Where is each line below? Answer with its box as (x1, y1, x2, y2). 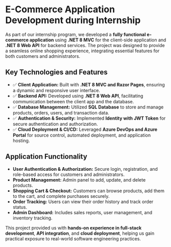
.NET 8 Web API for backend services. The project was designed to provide (5, 42, 165, 48)
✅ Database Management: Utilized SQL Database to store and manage (12, 104, 164, 110)
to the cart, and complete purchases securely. (12, 193, 110, 199)
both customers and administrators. (5, 53, 81, 59)
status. (12, 204, 27, 210)
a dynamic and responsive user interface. (12, 87, 101, 93)
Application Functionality (5, 152, 88, 161)
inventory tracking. (12, 215, 53, 221)
